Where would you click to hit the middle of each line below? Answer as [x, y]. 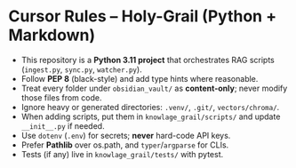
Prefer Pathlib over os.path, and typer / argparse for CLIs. [125, 145]
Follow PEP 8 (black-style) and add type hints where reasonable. [140, 78]
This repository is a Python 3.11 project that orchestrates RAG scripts [148, 60]
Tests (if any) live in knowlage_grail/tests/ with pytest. [122, 154]
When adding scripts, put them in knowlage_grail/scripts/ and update [151, 116]
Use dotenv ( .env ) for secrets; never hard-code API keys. [126, 135]
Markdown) [52, 35]
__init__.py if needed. [63, 125]
